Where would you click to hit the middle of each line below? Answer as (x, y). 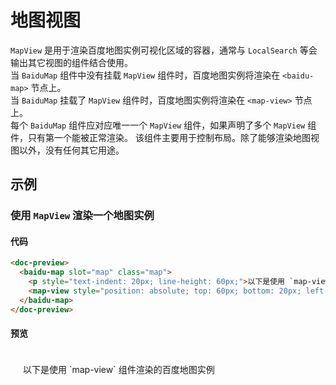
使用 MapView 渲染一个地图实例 (82, 216)
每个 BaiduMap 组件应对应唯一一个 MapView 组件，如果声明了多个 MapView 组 (163, 125)
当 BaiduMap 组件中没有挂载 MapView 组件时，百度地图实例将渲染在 (145, 75)
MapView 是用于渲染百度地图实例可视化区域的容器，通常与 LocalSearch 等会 (164, 50)
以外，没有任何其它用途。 (71, 150)
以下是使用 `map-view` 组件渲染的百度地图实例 (119, 369)
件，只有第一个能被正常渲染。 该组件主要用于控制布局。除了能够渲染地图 (160, 137)
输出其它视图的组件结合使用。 (71, 62)
